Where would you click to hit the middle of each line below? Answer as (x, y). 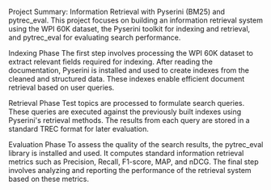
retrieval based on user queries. (61, 87)
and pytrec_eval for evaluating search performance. (95, 37)
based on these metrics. (49, 179)
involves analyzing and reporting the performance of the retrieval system (130, 170)
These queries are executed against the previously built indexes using (125, 112)
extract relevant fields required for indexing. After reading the (110, 61)
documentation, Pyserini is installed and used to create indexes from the (129, 70)
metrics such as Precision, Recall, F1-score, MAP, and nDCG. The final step (133, 162)
